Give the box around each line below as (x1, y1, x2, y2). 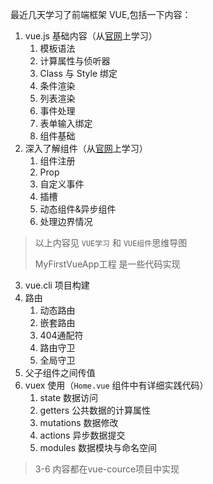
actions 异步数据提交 (39, 429, 126, 441)
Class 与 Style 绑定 (39, 68, 118, 79)
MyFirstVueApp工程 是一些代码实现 (34, 258, 181, 270)
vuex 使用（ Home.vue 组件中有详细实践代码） (24, 379, 209, 391)
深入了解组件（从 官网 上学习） (24, 143, 148, 154)
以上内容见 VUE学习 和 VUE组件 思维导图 (34, 237, 188, 248)
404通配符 (39, 329, 84, 341)
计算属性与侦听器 (39, 55, 111, 67)
